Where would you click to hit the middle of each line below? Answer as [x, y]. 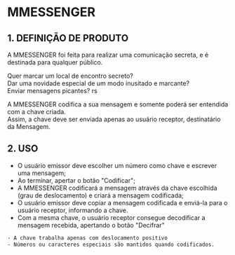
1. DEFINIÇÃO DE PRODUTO [68, 38]
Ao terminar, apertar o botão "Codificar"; [76, 180]
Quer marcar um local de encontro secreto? [70, 76]
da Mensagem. [29, 126]
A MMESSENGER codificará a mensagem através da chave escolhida [117, 188]
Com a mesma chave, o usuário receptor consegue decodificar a [111, 217]
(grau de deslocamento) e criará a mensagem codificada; [100, 195]
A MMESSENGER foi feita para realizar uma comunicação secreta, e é [108, 55]
